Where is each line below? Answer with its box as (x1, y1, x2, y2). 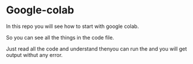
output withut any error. (6, 51, 63, 58)
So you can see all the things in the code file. (6, 34, 115, 41)
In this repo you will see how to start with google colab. (6, 23, 139, 30)
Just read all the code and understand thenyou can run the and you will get (6, 45, 187, 52)
